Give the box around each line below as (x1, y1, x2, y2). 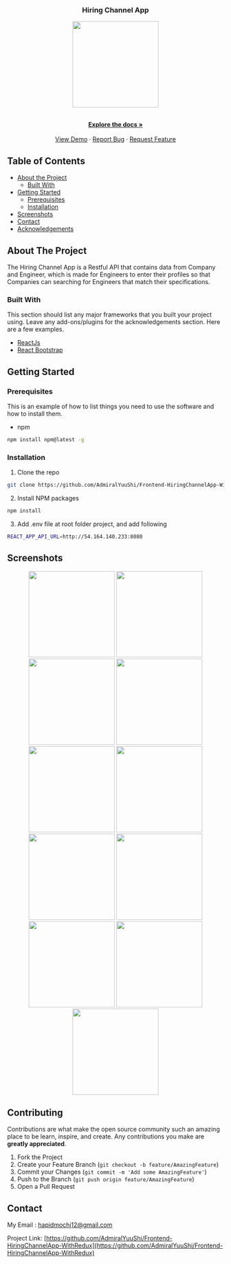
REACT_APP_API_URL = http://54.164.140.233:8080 (7, 533, 143, 540)
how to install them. (7, 409, 63, 418)
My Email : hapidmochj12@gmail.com (7, 1221, 113, 1229)
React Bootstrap (16, 346, 63, 354)
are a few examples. (7, 325, 65, 334)
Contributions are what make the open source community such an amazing (7, 1125, 220, 1134)
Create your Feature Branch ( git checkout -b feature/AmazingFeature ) (16, 1161, 219, 1169)
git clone (7, 481, 36, 489)
